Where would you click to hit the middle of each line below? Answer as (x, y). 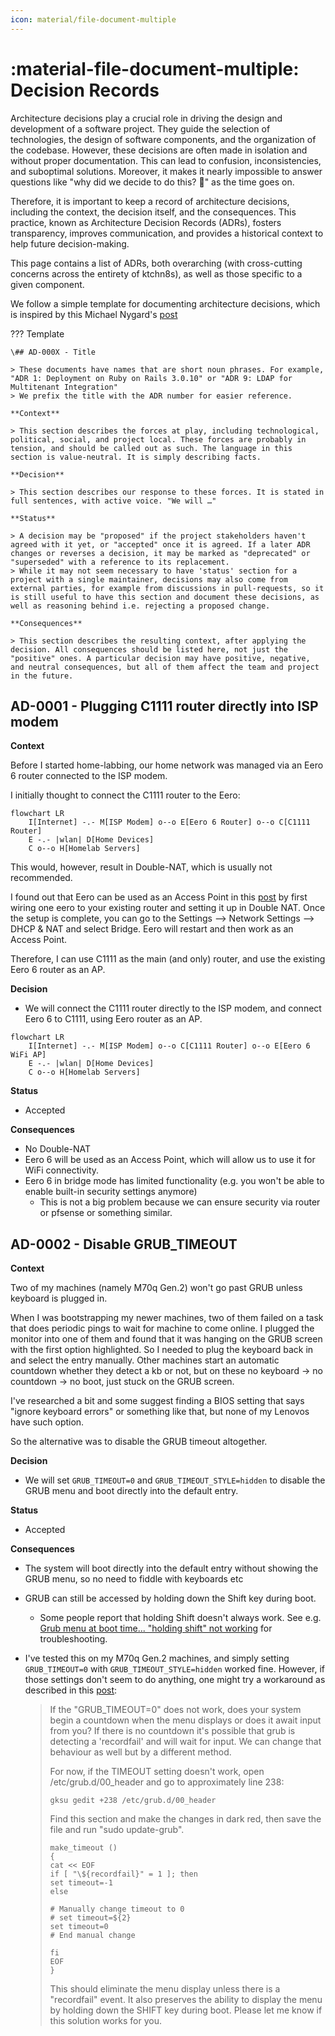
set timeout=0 (79, 1927)
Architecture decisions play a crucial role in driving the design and (146, 118)
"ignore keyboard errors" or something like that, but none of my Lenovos (160, 1412)
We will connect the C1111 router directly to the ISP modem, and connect (173, 1008)
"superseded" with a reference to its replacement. (120, 562)
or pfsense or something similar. (106, 1213)
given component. (47, 284)
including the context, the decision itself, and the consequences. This (153, 212)
